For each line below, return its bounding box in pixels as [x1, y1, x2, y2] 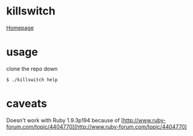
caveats [6, 97, 47, 111]
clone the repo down [6, 65, 58, 72]
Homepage [6, 24, 34, 31]
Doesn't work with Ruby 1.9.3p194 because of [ [6, 116, 124, 124]
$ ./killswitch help [6, 76, 59, 82]
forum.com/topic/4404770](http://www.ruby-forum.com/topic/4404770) [6, 123, 187, 130]
